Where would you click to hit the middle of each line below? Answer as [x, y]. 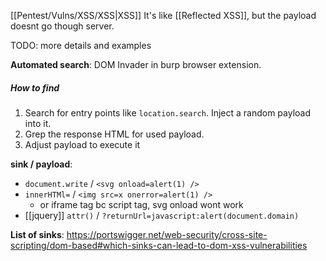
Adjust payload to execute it [82, 144]
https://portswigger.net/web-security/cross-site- [167, 234]
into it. [38, 123]
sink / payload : [41, 164]
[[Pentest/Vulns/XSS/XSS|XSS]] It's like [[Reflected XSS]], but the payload [163, 15]
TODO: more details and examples [81, 45]
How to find [35, 87]
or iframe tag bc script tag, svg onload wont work [141, 204]
